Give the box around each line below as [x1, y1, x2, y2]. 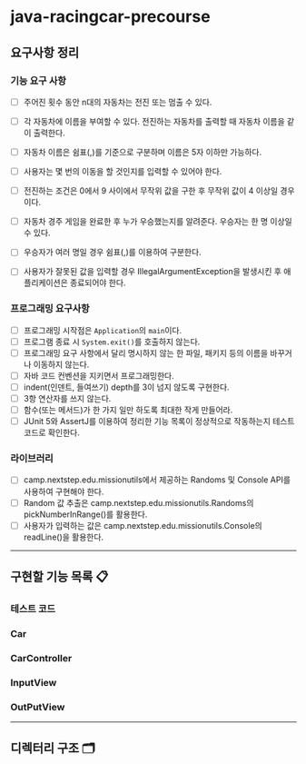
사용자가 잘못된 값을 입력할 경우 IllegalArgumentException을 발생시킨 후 [23, 266, 282, 277]
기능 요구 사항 [10, 74, 67, 87]
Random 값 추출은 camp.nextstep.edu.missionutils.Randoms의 [23, 497, 254, 508]
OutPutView [10, 700, 65, 713]
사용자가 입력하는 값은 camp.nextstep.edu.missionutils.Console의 [23, 520, 262, 531]
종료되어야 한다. [70, 277, 126, 288]
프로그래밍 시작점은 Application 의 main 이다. [23, 324, 183, 335]
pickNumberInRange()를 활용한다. [23, 509, 148, 520]
